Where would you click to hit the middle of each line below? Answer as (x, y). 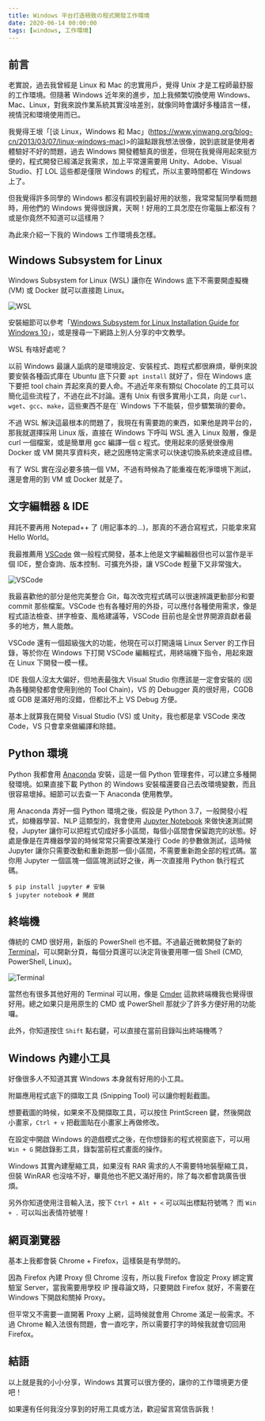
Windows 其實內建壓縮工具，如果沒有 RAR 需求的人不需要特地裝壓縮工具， (130, 1166)
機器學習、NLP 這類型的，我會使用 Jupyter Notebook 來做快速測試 (138, 820)
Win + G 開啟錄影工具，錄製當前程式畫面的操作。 (88, 1149)
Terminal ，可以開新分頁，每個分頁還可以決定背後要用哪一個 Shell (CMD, (126, 952)
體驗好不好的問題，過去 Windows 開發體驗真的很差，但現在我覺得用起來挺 (129, 152)
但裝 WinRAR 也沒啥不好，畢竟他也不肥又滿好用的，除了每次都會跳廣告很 (127, 1176)
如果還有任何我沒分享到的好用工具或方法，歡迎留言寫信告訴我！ (112, 1408)
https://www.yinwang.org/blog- (201, 132)
